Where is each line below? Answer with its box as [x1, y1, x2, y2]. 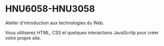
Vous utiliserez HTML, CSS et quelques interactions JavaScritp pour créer [5, 29, 159, 35]
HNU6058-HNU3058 [5, 3, 95, 15]
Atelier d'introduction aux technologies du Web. [5, 20, 104, 26]
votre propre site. [5, 35, 41, 41]
